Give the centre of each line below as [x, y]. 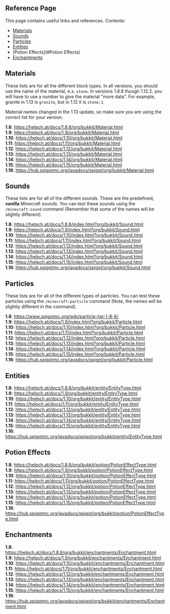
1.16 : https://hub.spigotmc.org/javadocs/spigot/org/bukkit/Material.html [80, 170]
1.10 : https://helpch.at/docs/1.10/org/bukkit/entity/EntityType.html [73, 399]
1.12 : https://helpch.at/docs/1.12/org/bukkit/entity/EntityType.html [73, 410]
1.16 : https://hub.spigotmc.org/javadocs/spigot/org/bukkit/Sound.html [78, 268]
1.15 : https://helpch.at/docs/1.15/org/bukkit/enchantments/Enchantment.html [85, 590]
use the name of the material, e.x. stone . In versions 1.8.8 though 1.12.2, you [84, 91]
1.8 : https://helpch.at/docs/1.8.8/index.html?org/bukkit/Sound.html [74, 224]
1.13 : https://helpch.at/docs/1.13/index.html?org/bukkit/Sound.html [74, 252]
